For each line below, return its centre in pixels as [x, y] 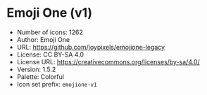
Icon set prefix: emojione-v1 [57, 84]
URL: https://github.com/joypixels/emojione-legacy [91, 47]
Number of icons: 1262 [50, 32]
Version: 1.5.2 [36, 69]
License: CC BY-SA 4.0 [50, 54]
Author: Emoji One [43, 39]
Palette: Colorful [40, 76]
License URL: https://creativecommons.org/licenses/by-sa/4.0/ [108, 61]
